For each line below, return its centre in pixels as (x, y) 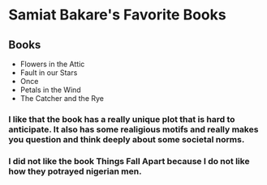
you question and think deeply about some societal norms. (127, 139)
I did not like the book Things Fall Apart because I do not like (129, 161)
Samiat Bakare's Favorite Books (117, 15)
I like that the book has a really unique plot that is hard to (122, 119)
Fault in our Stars (49, 73)
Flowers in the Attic (52, 64)
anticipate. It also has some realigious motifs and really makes (133, 129)
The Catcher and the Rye (62, 98)
